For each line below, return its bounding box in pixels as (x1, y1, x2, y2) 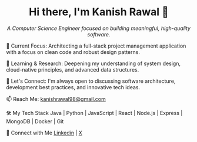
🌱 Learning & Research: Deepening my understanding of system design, (6, 60, 181, 67)
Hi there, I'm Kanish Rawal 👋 (29, 5, 169, 19)
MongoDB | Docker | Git (6, 117, 64, 125)
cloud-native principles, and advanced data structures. (6, 66, 139, 73)
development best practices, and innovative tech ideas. (6, 83, 141, 90)
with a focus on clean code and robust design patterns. (6, 48, 140, 55)
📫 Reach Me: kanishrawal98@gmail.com (6, 95, 106, 102)
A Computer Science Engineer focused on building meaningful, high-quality (6, 25, 191, 32)
